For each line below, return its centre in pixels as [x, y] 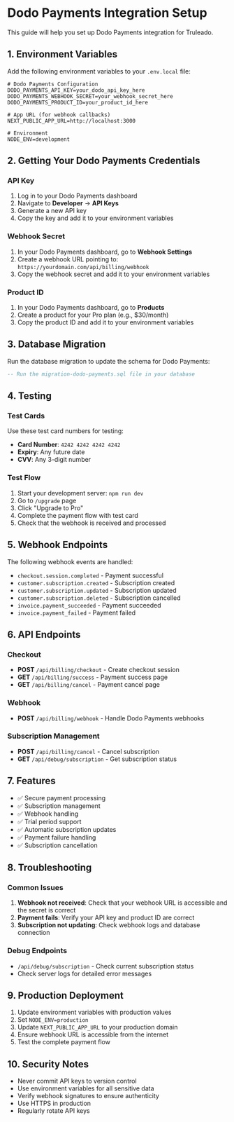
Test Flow [24, 478]
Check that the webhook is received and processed [92, 523]
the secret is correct [46, 910]
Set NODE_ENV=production [53, 1020]
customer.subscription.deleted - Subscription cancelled [99, 598]
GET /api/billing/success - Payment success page [93, 677]
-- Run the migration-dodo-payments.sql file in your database [101, 374]
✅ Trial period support [49, 821]
